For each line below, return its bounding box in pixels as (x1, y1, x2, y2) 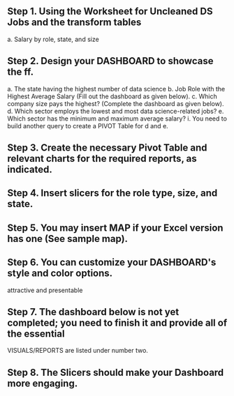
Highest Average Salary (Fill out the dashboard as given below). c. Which (7, 92, 218, 100)
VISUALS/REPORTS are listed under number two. (7, 346, 149, 355)
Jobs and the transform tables (7, 17, 142, 29)
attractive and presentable (7, 286, 83, 294)
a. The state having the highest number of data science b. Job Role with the (7, 84, 226, 93)
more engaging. (7, 377, 78, 389)
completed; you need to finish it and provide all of (7, 317, 228, 328)
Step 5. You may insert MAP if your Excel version (7, 222, 224, 234)
